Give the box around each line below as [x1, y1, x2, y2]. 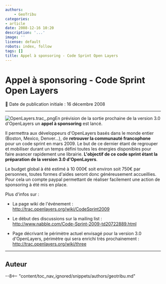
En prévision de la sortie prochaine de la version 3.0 [55, 116, 161, 122]
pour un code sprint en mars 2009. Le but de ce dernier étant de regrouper [5, 141, 158, 147]
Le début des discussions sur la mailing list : [12, 216, 102, 222]
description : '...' [5, 30, 45, 35]
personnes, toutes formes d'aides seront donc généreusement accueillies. [5, 171, 157, 177]
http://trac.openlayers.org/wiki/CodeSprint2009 [12, 206, 110, 212]
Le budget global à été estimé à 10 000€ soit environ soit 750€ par [5, 166, 141, 172]
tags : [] [5, 48, 23, 53]
